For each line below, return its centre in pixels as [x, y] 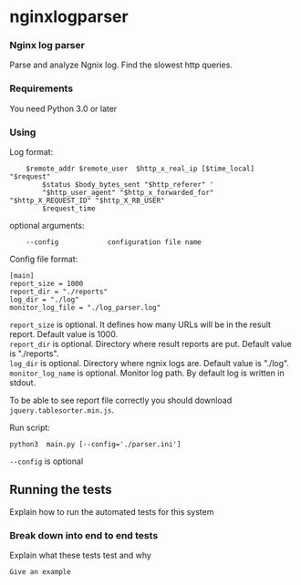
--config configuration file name [114, 242]
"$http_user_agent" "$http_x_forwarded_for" [128, 193]
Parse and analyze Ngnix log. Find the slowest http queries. [121, 65]
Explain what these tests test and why [81, 555]
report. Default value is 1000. [64, 334]
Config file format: [44, 259]
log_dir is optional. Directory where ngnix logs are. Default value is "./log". [150, 364]
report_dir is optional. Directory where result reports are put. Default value [150, 344]
